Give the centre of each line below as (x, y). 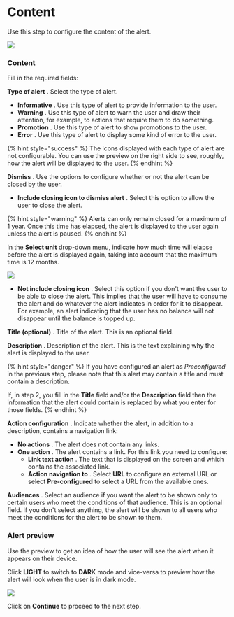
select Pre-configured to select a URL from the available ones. (118, 482)
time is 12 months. (33, 262)
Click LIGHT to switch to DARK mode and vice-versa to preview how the (111, 572)
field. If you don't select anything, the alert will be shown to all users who (112, 510)
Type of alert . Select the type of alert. (63, 92)
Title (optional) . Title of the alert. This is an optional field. (90, 332)
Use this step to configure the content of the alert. (79, 31)
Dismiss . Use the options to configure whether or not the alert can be (108, 177)
